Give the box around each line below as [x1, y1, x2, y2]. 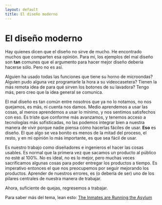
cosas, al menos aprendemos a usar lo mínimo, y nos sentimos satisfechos [5, 109, 156, 115]
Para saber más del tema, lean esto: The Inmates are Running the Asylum [5, 195, 152, 201]
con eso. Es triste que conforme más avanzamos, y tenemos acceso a [5, 114, 146, 120]
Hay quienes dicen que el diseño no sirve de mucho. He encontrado [5, 49, 142, 55]
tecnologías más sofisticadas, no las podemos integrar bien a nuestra [5, 120, 145, 125]
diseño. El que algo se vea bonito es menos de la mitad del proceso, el [5, 130, 147, 136]
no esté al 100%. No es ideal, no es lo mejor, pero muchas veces [5, 155, 135, 161]
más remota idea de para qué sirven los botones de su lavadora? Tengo [5, 84, 149, 90]
